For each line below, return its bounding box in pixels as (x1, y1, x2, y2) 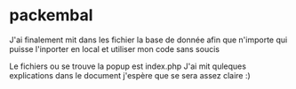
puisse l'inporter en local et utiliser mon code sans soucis (9, 43, 220, 54)
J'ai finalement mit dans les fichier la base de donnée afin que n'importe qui (9, 34, 288, 45)
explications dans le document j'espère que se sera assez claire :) (9, 70, 251, 80)
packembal (9, 5, 93, 26)
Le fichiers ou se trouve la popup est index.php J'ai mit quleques (9, 61, 247, 71)
